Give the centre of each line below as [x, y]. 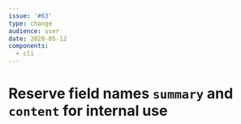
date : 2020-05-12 [38, 38]
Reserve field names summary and [121, 94]
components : [28, 46]
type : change [30, 24]
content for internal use [88, 111]
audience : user [34, 31]
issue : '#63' [30, 16]
